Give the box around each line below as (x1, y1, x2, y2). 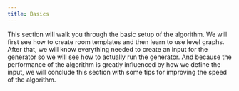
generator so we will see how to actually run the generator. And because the (7, 53, 232, 61)
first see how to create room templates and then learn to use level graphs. (7, 37, 225, 46)
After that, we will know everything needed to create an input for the (7, 45, 208, 53)
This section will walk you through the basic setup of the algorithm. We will (7, 30, 228, 38)
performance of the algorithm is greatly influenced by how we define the (7, 60, 221, 68)
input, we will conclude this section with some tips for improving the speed (7, 68, 227, 76)
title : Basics (7, 10, 50, 18)
